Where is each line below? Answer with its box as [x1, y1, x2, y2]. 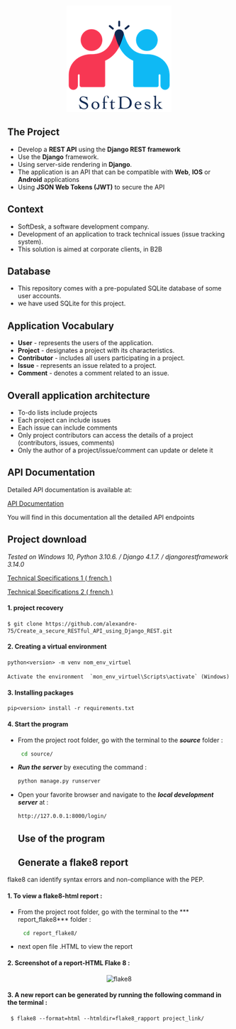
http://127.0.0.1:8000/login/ [17, 812, 108, 820]
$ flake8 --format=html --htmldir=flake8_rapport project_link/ [10, 1015, 204, 1022]
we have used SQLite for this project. [17, 299, 126, 307]
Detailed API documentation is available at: [7, 485, 133, 494]
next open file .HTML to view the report [17, 942, 133, 951]
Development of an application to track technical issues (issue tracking [17, 229, 225, 238]
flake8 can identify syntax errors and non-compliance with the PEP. [7, 876, 205, 884]
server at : [17, 798, 49, 807]
